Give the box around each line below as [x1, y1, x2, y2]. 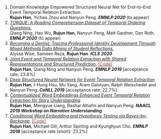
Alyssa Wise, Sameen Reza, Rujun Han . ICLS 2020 [9, 51, 112, 57]
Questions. [9, 25, 32, 31]
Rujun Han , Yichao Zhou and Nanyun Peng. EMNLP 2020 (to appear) [9, 15, 150, 20]
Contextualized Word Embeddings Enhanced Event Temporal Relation [9, 92, 150, 98]
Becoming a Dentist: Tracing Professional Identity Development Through [9, 40, 156, 46]
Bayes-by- [126, 113, 147, 119]
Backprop [9, 118, 30, 124]
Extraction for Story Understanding [9, 98, 80, 103]
